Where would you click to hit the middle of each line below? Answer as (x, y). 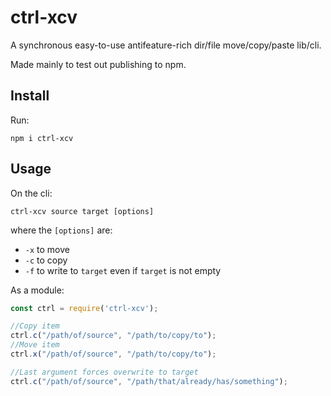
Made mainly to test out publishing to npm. (98, 64)
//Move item (35, 345)
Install (30, 96)
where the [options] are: (61, 230)
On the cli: (31, 193)
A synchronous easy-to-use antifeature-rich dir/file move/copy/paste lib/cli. (166, 45)
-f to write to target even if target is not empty (123, 270)
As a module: (37, 290)
